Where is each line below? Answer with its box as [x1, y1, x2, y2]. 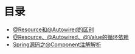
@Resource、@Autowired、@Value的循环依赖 [12, 33, 130, 40]
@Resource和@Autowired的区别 [12, 26, 94, 33]
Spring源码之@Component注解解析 [12, 41, 102, 48]
